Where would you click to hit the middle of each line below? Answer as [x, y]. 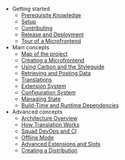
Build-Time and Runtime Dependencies [70, 105]
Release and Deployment [52, 35]
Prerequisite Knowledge [51, 15]
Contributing [37, 28]
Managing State [41, 99]
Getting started [31, 9]
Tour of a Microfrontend [51, 41]
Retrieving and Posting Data [56, 73]
